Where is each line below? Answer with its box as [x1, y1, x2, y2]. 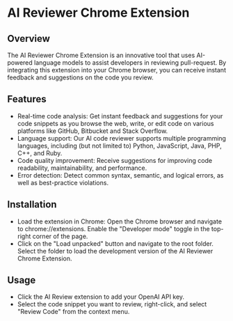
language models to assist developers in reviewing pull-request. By [33, 58, 227, 67]
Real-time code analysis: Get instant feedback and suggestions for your [17, 111, 223, 120]
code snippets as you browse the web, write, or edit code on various [17, 119, 214, 127]
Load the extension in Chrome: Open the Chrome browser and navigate [17, 217, 223, 226]
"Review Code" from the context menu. [17, 308, 130, 316]
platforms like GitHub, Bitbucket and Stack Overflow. [17, 127, 168, 135]
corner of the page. [32, 232, 88, 240]
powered [7, 58, 33, 67]
